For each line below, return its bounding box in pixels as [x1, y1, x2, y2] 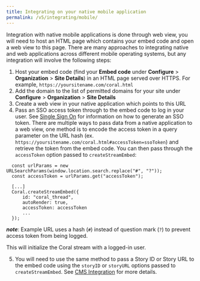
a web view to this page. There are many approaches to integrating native [6, 43, 189, 51]
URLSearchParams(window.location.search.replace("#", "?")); [6, 168, 163, 174]
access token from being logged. [6, 232, 88, 239]
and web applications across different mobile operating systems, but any [6, 50, 186, 57]
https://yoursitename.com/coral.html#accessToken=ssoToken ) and [14, 138, 179, 145]
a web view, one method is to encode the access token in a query [14, 125, 178, 133]
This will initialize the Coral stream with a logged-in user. [6, 244, 146, 251]
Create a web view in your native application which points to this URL [14, 100, 186, 107]
